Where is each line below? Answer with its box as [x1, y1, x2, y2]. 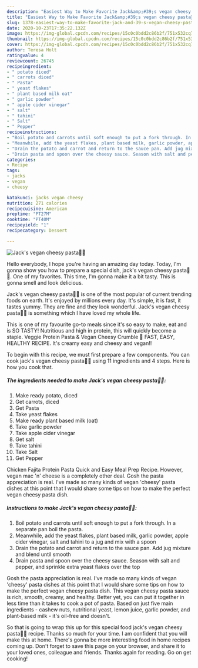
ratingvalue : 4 [6, 52, 44, 58]
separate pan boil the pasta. [15, 525, 83, 532]
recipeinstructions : [6, 129, 58, 136]
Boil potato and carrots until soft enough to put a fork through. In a [15, 519, 176, 526]
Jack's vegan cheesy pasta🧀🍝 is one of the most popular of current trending [6, 290, 192, 298]
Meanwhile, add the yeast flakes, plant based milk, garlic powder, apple [15, 532, 189, 539]
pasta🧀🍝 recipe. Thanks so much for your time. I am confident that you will [6, 630, 187, 637]
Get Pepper [15, 455, 43, 462]
